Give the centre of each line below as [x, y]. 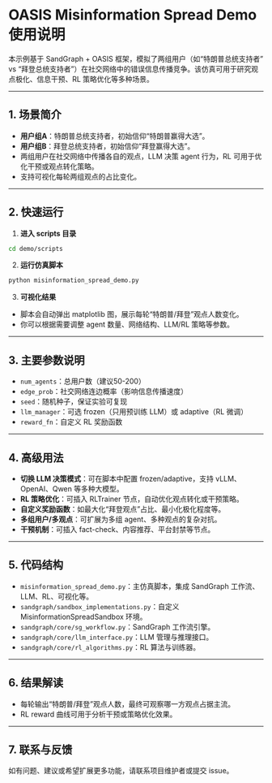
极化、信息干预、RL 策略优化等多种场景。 [84, 79]
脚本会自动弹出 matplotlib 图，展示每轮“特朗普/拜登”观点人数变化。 [132, 314]
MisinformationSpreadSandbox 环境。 [83, 616]
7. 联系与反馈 [40, 749]
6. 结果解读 [36, 683]
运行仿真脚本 [41, 265]
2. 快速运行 [36, 212]
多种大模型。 [102, 488]
